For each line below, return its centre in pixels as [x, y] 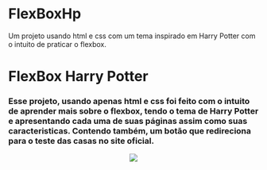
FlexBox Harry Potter [78, 77]
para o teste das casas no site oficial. [81, 141]
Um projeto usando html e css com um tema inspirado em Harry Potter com [132, 36]
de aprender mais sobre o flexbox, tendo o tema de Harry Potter [133, 111]
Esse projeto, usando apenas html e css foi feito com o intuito [129, 102]
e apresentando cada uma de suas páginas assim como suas [128, 122]
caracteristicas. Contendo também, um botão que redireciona [130, 131]
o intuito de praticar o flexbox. [58, 44]
